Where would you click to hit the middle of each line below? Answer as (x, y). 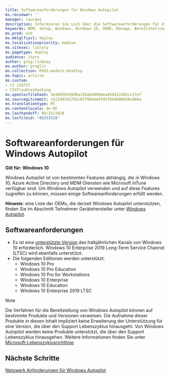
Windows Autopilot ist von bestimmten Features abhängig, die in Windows (83, 177)
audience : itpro (22, 57)
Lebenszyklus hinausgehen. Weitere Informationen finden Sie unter (75, 337)
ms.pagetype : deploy (27, 52)
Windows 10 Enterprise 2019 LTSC (56, 291)
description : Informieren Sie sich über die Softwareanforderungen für (82, 24)
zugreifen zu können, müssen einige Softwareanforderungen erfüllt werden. (84, 194)
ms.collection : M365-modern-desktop (44, 71)
